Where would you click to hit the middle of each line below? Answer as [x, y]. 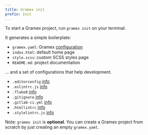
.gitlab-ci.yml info [32, 102]
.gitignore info [28, 97]
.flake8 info [24, 92]
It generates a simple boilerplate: [38, 38]
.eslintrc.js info [30, 86]
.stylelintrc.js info [33, 112]
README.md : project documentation [46, 62]
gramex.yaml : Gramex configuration [47, 47]
